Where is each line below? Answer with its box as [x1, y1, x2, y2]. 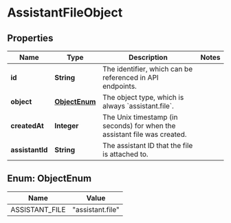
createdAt [10, 121, 45, 130]
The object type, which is [102, 93, 184, 102]
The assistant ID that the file [102, 141, 193, 150]
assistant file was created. [102, 129, 187, 139]
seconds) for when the [102, 121, 176, 130]
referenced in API [102, 73, 159, 82]
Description [128, 53, 168, 62]
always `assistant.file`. [102, 101, 174, 111]
